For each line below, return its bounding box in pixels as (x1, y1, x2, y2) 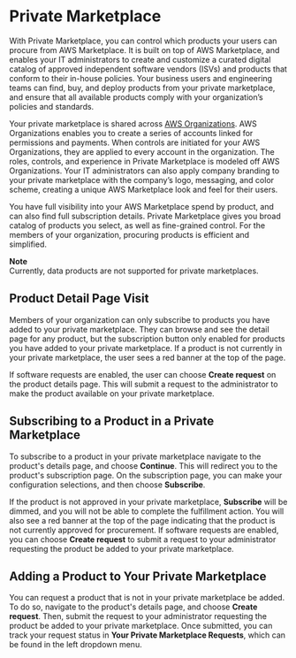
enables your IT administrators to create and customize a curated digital (9, 54, 271, 65)
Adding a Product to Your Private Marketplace (9, 569, 267, 584)
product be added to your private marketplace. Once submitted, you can (9, 621, 273, 631)
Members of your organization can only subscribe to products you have (9, 314, 270, 325)
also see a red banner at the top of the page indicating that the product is (9, 515, 276, 525)
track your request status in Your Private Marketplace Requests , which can (9, 630, 285, 640)
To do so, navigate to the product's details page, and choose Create (9, 601, 258, 612)
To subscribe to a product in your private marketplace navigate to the (9, 451, 262, 462)
